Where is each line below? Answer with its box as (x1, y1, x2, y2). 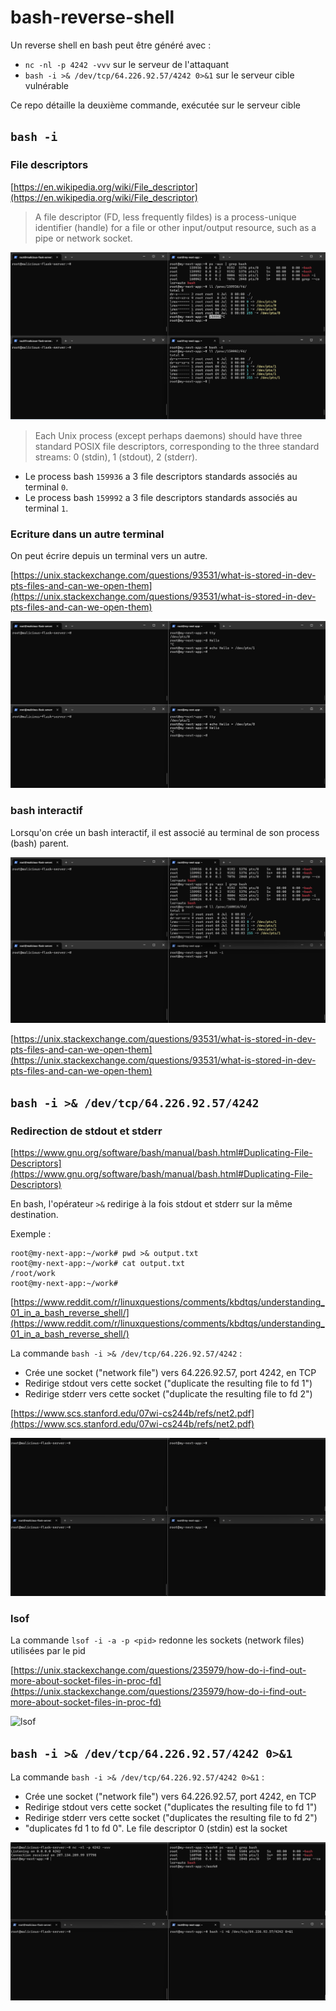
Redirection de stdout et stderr (10, 1124, 163, 1138)
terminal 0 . (24, 481, 69, 493)
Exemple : (10, 1228, 52, 1240)
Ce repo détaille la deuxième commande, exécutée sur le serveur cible (10, 99, 301, 111)
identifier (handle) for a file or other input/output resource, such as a (34, 221, 317, 233)
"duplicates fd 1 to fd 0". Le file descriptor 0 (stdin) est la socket (24, 1822, 288, 1835)
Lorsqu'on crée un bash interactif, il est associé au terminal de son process (10, 826, 320, 838)
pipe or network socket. (34, 232, 133, 244)
